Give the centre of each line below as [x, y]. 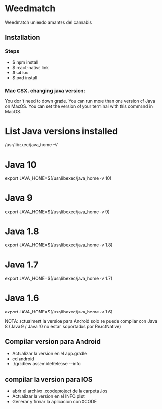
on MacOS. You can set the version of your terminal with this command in [79, 106]
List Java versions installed [61, 132]
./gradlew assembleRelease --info [46, 364]
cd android [23, 359]
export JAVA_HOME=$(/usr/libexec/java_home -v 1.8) [59, 245]
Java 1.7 [22, 265]
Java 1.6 [22, 298]
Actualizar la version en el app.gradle [50, 354]
